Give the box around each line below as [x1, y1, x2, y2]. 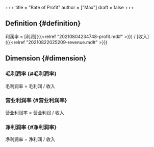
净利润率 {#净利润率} [5, 123, 57, 131]
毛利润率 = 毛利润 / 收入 [5, 83, 56, 89]
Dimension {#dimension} [5, 54, 87, 63]
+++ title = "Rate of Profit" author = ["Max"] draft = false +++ [5, 5, 134, 10]
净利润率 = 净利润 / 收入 [5, 136, 56, 142]
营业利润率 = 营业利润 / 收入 [5, 110, 65, 116]
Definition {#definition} [5, 19, 81, 28]
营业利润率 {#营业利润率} [5, 97, 67, 104]
